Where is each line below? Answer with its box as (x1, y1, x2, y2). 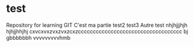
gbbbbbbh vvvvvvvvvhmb (6, 34, 71, 41)
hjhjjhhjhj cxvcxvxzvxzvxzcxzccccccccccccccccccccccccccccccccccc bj (6, 27, 189, 35)
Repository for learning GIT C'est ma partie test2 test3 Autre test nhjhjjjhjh (6, 21, 188, 29)
